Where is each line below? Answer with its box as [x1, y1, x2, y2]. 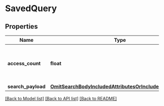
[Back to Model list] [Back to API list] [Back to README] [5, 96, 117, 101]
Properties [5, 22, 38, 31]
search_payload [7, 83, 46, 90]
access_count [7, 60, 41, 67]
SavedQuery [5, 3, 57, 14]
